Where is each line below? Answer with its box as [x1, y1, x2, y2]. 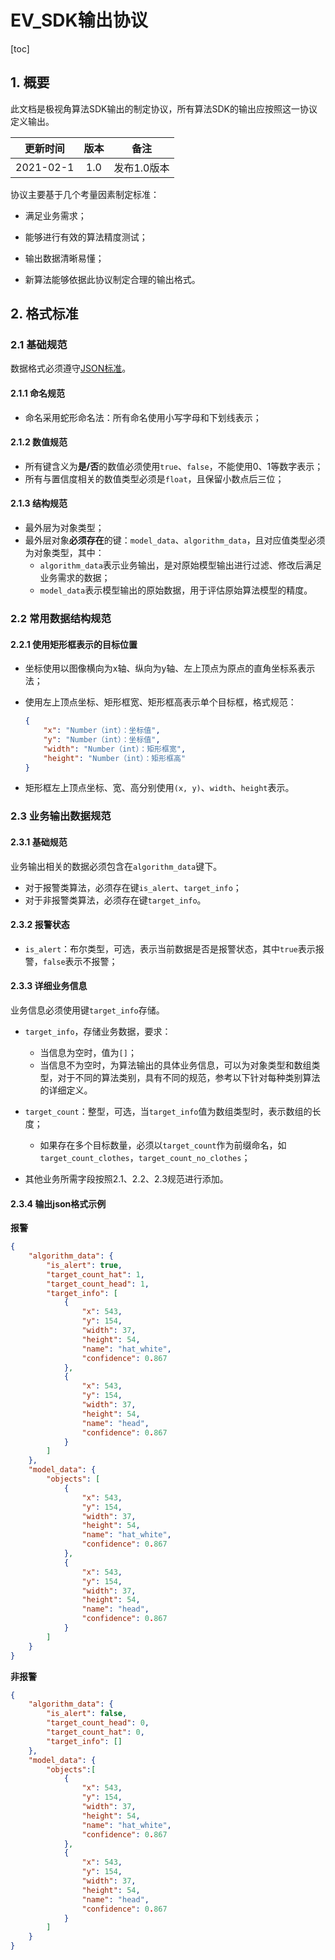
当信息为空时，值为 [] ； [39, 1046, 137, 1058]
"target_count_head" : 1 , [46, 1279, 150, 1289]
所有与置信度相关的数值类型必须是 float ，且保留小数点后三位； [24, 472, 285, 485]
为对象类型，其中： [24, 547, 105, 559]
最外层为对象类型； [24, 522, 105, 534]
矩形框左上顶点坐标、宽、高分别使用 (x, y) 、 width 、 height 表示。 [24, 782, 295, 794]
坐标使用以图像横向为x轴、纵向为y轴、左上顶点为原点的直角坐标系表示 [24, 662, 316, 675]
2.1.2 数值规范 [10, 436, 68, 448]
